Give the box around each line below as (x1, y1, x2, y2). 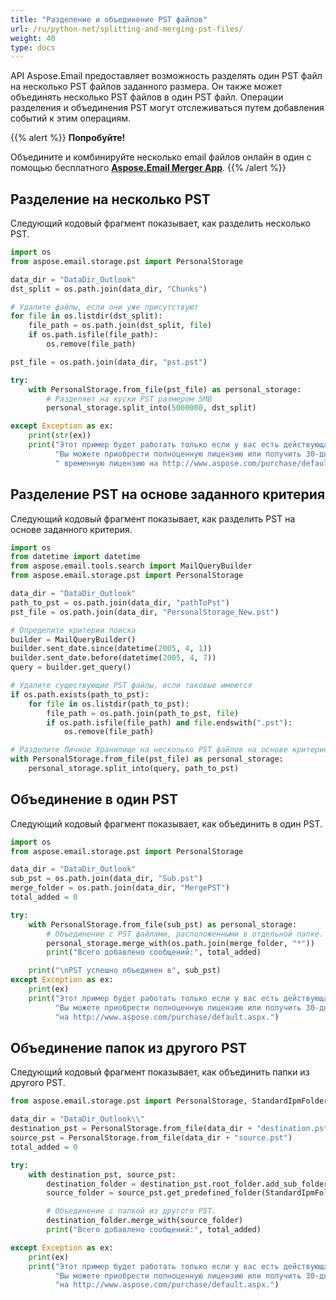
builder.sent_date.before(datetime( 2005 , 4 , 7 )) (10, 653, 217, 663)
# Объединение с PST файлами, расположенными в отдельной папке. (46, 929, 325, 939)
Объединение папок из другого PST (10, 1039, 248, 1056)
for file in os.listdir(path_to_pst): (28, 699, 190, 709)
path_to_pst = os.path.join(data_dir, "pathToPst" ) (10, 597, 230, 608)
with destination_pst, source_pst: (28, 1169, 177, 1180)
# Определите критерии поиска (10, 625, 137, 635)
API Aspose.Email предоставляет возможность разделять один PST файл (10, 70, 323, 82)
